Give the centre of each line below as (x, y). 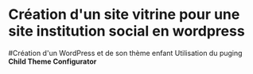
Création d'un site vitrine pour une (124, 15)
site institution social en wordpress (127, 31)
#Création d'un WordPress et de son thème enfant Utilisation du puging (125, 53)
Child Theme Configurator (53, 61)
